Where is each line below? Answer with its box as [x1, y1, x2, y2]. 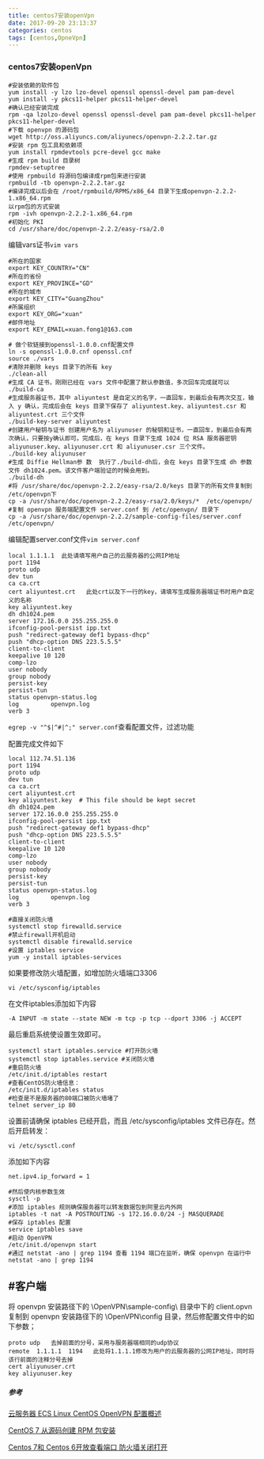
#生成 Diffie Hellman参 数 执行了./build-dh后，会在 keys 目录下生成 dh [8, 458, 237, 466]
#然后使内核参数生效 [8, 1187, 66, 1196]
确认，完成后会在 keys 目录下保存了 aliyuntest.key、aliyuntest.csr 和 [25, 402, 247, 410]
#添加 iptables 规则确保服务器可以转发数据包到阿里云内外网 [8, 1203, 183, 1211]
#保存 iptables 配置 [8, 1218, 71, 1226]
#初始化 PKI [8, 218, 44, 226]
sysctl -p [8, 1194, 41, 1202]
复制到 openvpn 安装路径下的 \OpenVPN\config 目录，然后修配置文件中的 [8, 1312, 247, 1321]
